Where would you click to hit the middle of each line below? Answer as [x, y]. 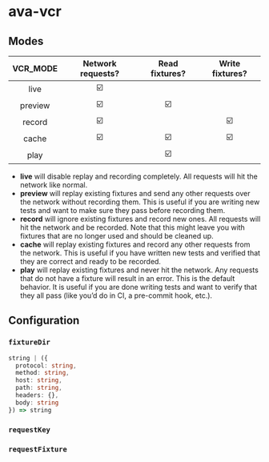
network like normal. [54, 185]
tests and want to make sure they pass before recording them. [122, 210]
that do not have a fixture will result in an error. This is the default [127, 278]
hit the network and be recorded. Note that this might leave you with [132, 227]
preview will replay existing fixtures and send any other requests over [135, 193]
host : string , [39, 380]
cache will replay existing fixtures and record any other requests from [135, 244]
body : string [37, 403]
